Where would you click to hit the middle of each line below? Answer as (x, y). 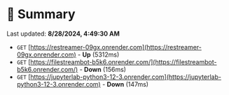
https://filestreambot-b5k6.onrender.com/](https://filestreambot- (124, 61)
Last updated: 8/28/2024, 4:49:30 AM (63, 34)
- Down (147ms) (125, 84)
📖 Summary (41, 14)
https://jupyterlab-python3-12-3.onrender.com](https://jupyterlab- (126, 77)
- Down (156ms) (103, 69)
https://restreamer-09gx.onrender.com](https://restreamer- (116, 47)
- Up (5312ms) (98, 54)
